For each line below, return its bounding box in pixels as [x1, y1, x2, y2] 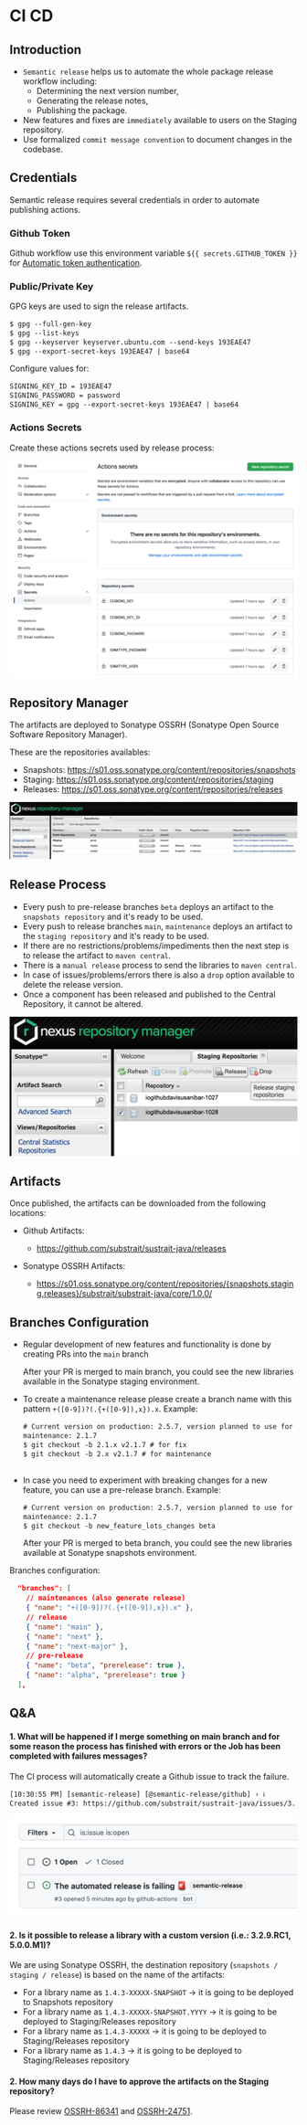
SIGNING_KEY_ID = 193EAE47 [9, 382, 112, 391]
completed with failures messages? [9, 1750, 148, 1761]
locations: [9, 1208, 47, 1219]
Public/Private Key [9, 280, 94, 293]
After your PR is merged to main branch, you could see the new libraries [22, 1367, 294, 1378]
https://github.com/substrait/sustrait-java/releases [36, 1243, 227, 1254]
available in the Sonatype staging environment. [22, 1376, 200, 1387]
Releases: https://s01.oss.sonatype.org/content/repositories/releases [22, 784, 283, 795]
